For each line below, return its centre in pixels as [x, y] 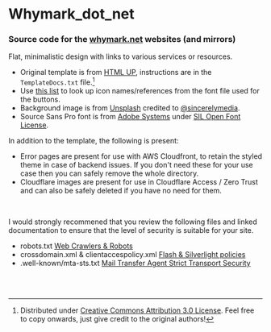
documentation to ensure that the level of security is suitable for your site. [131, 230]
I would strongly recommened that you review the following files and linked [133, 222]
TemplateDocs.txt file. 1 [57, 81]
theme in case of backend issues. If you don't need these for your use [136, 165]
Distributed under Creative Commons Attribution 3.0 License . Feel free [137, 310]
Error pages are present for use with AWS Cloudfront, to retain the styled [141, 156]
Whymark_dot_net [71, 14]
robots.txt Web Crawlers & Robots [76, 246]
